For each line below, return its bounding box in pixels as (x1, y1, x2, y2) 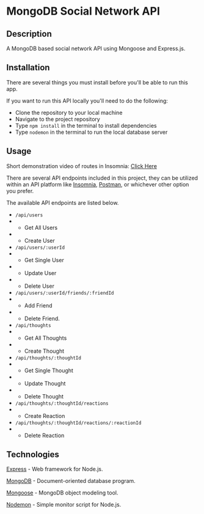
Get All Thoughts (24, 334, 67, 342)
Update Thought (24, 380, 66, 387)
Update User (24, 269, 57, 276)
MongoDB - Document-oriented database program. (6, 477, 136, 485)
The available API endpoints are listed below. (6, 199, 119, 206)
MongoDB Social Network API (6, 4, 161, 18)
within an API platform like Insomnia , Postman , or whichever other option (6, 180, 189, 188)
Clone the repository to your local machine (15, 109, 123, 116)
